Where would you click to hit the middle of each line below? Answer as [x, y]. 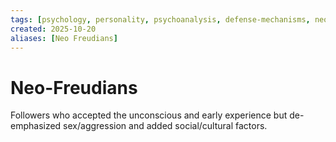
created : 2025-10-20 [53, 29]
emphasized [36, 126]
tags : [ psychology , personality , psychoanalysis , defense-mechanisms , [160, 19]
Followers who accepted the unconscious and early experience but [149, 115]
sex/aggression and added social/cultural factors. [165, 126]
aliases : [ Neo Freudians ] [64, 38]
